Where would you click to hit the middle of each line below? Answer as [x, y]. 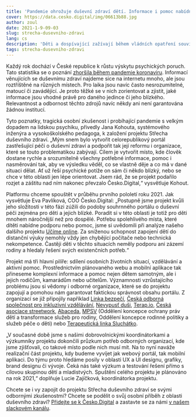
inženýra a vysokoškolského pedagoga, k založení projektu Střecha [87, 133]
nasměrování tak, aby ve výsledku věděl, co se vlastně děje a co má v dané [97, 164]
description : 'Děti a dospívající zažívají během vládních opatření [91, 44]
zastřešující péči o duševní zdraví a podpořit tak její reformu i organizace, [94, 145]
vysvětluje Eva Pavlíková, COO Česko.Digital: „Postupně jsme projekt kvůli [95, 200]
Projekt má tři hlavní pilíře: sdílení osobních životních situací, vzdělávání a [94, 261]
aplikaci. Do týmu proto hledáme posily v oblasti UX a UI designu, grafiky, [94, 359]
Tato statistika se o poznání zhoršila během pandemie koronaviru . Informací [97, 72]
